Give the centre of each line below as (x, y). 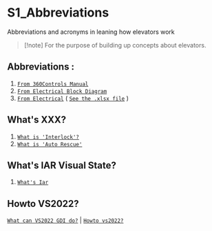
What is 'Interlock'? (48, 137)
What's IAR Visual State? (62, 165)
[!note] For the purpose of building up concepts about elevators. (115, 45)
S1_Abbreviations (58, 13)
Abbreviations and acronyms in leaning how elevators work (91, 32)
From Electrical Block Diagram (62, 91)
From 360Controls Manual (53, 84)
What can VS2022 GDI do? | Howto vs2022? (65, 220)
